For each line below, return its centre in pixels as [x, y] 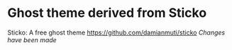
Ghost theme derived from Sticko [107, 13]
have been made [32, 39]
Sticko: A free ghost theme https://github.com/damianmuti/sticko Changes [116, 32]
